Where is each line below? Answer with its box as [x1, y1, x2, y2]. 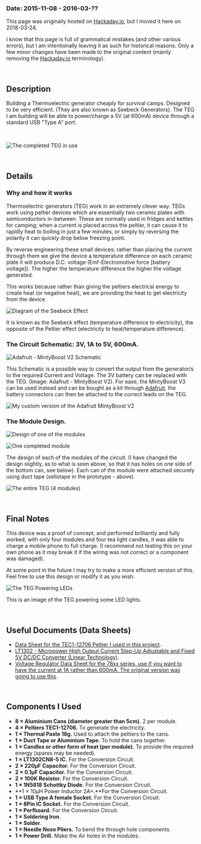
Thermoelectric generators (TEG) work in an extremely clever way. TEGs [6, 202, 185, 210]
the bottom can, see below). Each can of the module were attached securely [6, 467, 195, 474]
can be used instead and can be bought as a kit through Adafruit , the [6, 384, 176, 391]
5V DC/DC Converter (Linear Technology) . [14, 654, 120, 661]
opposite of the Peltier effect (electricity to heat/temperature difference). [6, 325, 185, 332]
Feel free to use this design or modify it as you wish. [6, 573, 135, 580]
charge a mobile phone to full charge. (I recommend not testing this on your [6, 542, 193, 549]
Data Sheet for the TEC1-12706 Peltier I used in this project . [14, 641, 162, 648]
